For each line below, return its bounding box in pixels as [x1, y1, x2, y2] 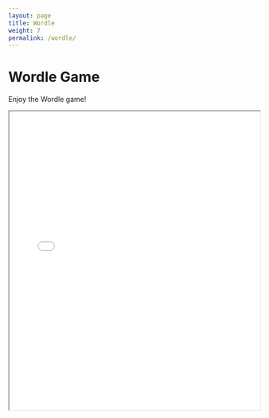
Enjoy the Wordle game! [8, 95, 87, 104]
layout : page [8, 11, 52, 20]
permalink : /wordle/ [8, 33, 77, 42]
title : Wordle [8, 19, 56, 27]
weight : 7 [8, 26, 41, 34]
